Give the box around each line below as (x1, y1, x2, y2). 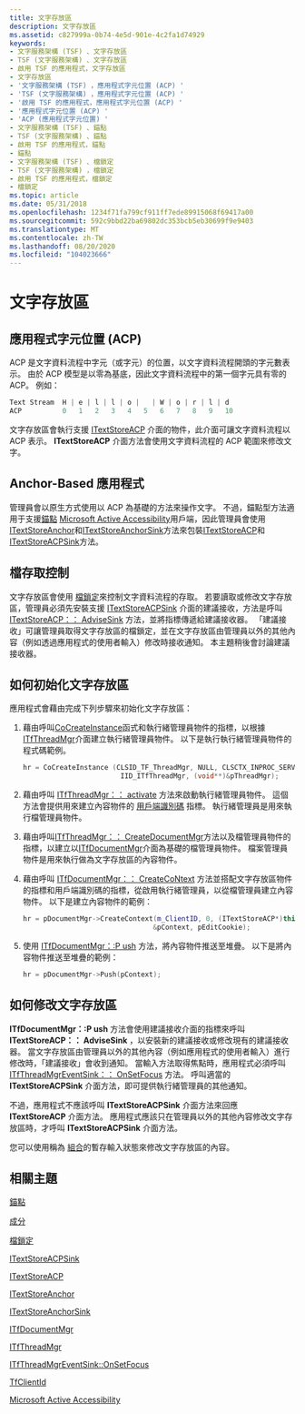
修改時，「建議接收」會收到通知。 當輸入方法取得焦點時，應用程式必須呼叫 (9, 1057, 286, 1068)
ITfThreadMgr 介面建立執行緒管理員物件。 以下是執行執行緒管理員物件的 (22, 733, 292, 744)
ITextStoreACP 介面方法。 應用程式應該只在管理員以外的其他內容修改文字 (9, 1111, 285, 1122)
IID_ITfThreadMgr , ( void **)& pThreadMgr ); (120, 772, 280, 781)
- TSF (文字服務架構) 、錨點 (9, 132, 107, 141)
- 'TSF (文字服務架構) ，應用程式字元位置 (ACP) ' (9, 89, 184, 98)
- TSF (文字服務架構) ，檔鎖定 (9, 166, 114, 175)
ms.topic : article (9, 191, 79, 200)
